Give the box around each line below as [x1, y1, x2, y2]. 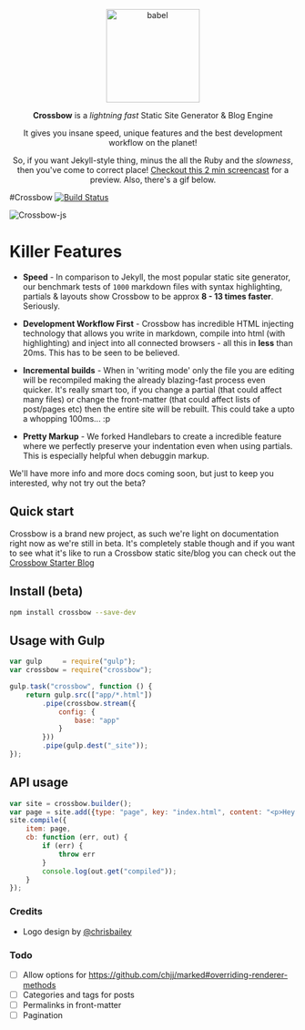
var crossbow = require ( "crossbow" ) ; [9, 666, 153, 675]
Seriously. [22, 301, 61, 311]
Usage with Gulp [9, 633, 106, 648]
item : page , [25, 824, 71, 833]
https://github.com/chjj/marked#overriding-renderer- [88, 969, 289, 980]
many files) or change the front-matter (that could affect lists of [22, 393, 261, 404]
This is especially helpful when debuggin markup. [22, 450, 209, 461]
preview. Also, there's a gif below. [89, 174, 217, 185]
